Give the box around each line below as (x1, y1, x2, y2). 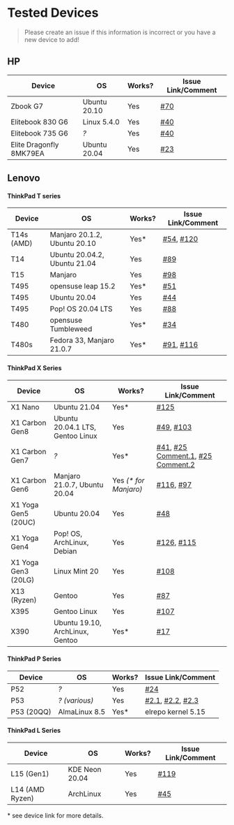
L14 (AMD (10, 784, 45, 794)
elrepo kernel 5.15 (145, 707, 205, 717)
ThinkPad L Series (7, 727, 61, 735)
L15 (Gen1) (10, 768, 49, 778)
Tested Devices (7, 5, 99, 21)
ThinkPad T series (7, 191, 61, 200)
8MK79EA (10, 148, 45, 158)
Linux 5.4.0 (82, 117, 120, 126)
